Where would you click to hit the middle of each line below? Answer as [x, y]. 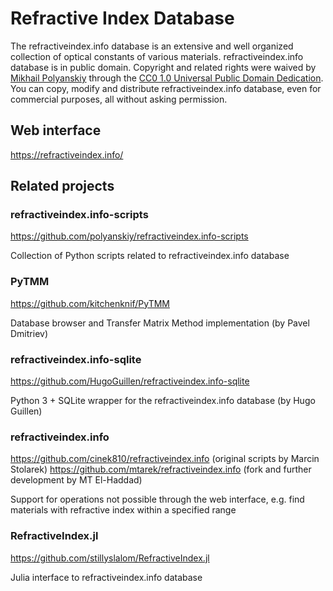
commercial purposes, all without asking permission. [119, 99]
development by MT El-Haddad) [76, 480]
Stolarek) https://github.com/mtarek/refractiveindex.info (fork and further [161, 469]
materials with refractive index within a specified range [123, 510]
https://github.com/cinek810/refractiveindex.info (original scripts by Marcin [165, 459]
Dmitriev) [29, 333]
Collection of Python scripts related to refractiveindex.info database [150, 256]
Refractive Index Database [122, 18]
